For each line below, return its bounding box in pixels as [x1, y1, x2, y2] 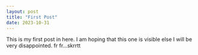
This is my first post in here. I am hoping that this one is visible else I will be [6, 36, 193, 43]
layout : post [6, 8, 39, 15]
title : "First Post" [6, 14, 58, 20]
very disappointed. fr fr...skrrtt [6, 42, 81, 49]
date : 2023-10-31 [6, 20, 50, 25]
